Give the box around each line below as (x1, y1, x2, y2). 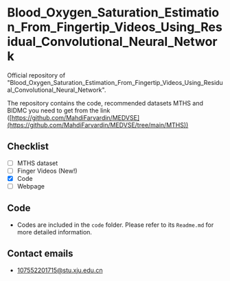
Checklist (7, 140, 49, 152)
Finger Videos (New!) (16, 167, 78, 175)
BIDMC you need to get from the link (7, 106, 111, 114)
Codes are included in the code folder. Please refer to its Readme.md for (16, 221, 214, 229)
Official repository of (7, 71, 66, 80)
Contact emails (7, 248, 73, 260)
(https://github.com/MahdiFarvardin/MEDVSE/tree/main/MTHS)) (7, 121, 189, 129)
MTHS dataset (16, 159, 58, 167)
